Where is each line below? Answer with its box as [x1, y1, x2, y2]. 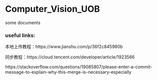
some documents [5, 20, 40, 26]
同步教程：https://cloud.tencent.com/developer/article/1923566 [5, 54, 135, 60]
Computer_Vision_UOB [5, 3, 100, 15]
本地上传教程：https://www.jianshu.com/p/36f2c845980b [5, 44, 123, 50]
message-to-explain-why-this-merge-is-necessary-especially [5, 69, 132, 75]
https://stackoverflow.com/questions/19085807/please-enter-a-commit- [5, 64, 153, 70]
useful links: [5, 32, 36, 39]
